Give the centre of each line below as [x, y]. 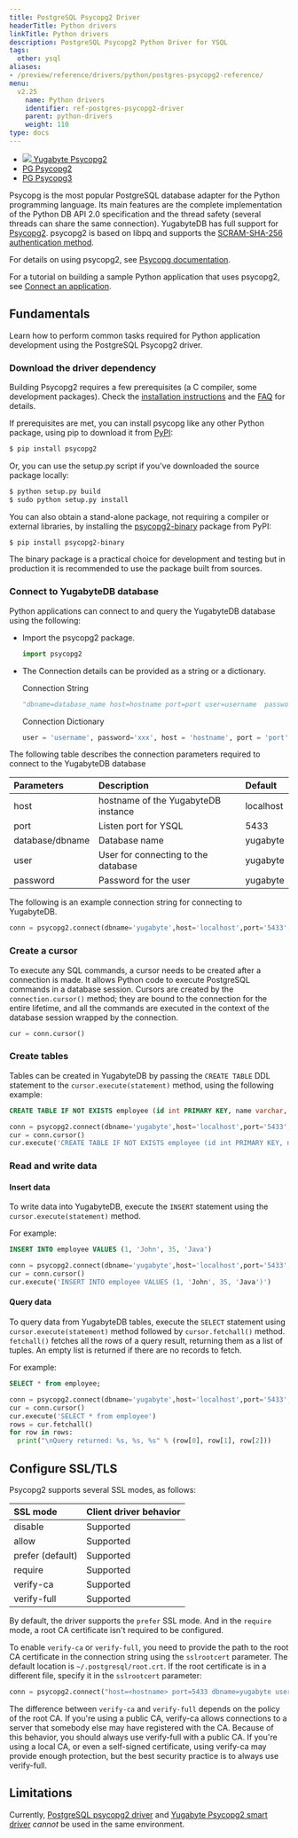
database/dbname [52, 841]
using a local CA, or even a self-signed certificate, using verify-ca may [138, 1746]
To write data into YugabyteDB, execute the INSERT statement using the [139, 1206]
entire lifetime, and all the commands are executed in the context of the [139, 1008]
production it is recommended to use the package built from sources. [136, 569]
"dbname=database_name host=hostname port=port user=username [139, 704]
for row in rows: [41, 1433]
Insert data [30, 1187]
